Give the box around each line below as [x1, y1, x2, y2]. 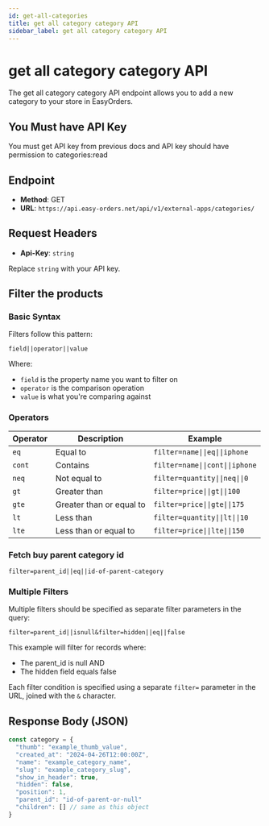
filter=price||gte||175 [153, 500, 245, 508]
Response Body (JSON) [8, 714, 129, 728]
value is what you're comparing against [19, 392, 151, 401]
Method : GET [19, 194, 66, 204]
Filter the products [8, 287, 103, 301]
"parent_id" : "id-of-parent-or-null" [15, 795, 143, 804]
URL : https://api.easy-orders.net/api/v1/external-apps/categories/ [19, 203, 255, 213]
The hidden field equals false [19, 666, 117, 677]
